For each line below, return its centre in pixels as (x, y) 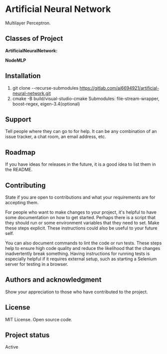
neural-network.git (32, 93)
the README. (19, 170)
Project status (27, 335)
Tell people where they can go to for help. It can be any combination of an (81, 131)
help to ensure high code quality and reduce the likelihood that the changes (83, 248)
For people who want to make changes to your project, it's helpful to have (81, 212)
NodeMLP (16, 60)
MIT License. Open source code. (39, 319)
